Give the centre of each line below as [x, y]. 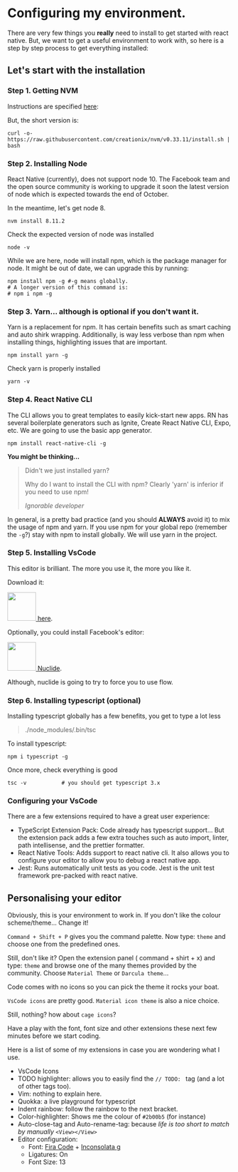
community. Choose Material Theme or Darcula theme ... [88, 973]
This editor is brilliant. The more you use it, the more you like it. [99, 568]
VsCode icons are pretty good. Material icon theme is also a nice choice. [114, 1001]
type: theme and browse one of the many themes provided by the [102, 966]
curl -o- [20, 133]
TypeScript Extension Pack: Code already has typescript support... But [121, 830]
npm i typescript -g [38, 757]
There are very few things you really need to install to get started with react [118, 33]
